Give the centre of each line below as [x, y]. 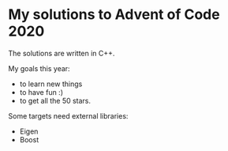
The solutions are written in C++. [62, 53]
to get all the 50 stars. [55, 100]
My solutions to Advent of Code [114, 15]
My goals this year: [39, 68]
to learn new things [51, 84]
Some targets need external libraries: [68, 115]
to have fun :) [41, 92]
